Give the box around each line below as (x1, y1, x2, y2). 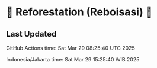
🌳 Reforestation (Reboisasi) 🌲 (6, 5, 153, 19)
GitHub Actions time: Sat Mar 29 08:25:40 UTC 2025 (6, 44, 135, 51)
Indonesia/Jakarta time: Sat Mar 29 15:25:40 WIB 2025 (6, 56, 140, 63)
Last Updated (6, 29, 57, 39)
